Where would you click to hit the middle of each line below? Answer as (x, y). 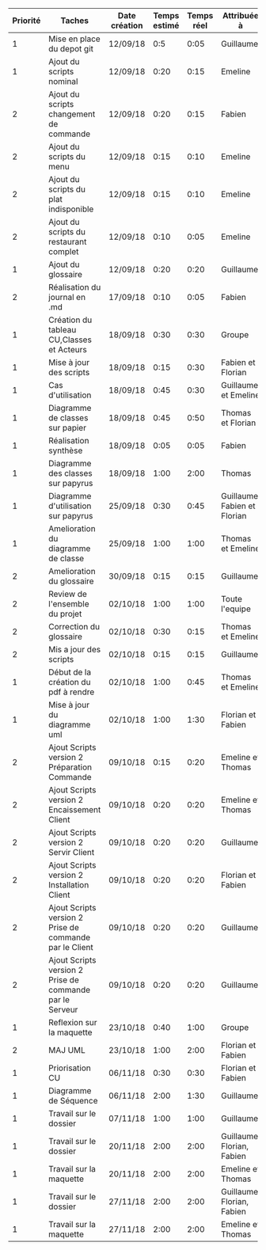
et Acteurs (68, 350)
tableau (63, 330)
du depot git (71, 49)
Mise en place (74, 39)
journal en (67, 297)
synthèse (66, 450)
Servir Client (72, 852)
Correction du (74, 627)
